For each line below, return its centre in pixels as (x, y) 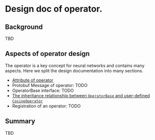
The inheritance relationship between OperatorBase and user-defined (81, 95)
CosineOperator (27, 101)
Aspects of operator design (47, 54)
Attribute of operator (33, 80)
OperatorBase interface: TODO (43, 90)
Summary (20, 121)
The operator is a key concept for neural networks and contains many (75, 65)
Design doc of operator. (54, 9)
